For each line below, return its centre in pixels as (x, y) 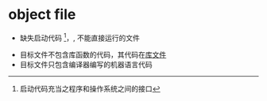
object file (42, 15)
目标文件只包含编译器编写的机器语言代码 (86, 64)
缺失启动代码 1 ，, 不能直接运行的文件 (80, 37)
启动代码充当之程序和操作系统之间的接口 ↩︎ (90, 88)
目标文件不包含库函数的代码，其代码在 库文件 (93, 54)
